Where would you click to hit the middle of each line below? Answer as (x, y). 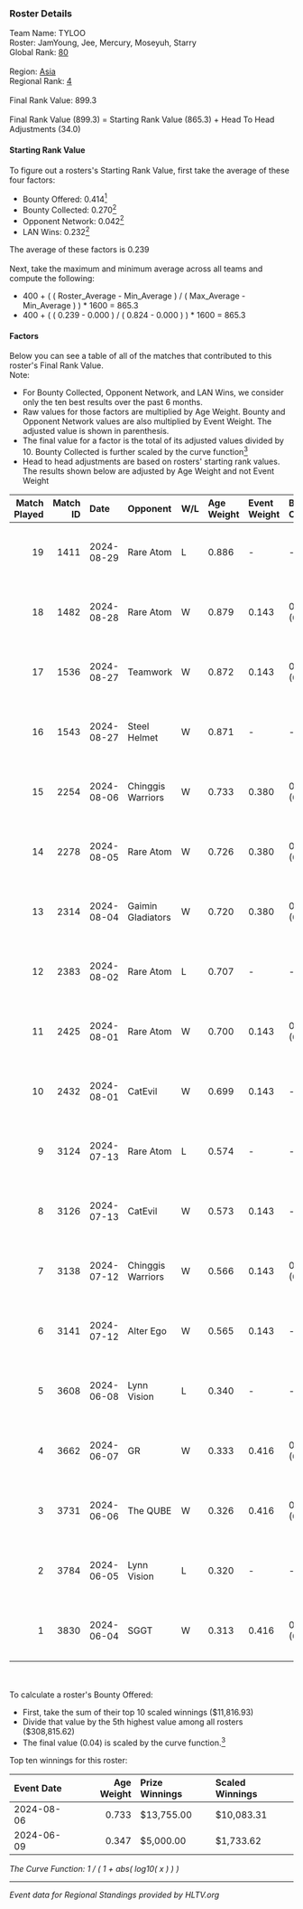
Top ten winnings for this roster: (69, 1760)
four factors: (32, 180)
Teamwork (150, 672)
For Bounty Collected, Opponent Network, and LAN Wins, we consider (153, 392)
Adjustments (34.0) (45, 129)
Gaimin (142, 905)
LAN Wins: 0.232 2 (56, 232)
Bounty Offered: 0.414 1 (65, 198)
